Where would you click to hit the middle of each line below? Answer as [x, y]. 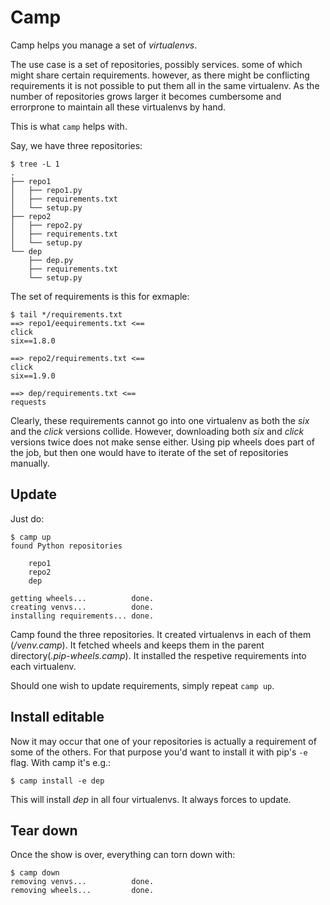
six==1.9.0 [33, 376]
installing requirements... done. [82, 616]
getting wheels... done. [82, 598]
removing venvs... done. [82, 882]
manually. [30, 463]
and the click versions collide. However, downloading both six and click [157, 431]
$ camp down [35, 873]
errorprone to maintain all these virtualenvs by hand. [118, 107]
